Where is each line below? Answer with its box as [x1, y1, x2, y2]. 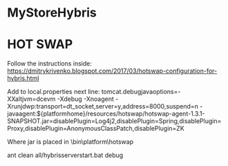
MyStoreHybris [7, 5, 97, 21]
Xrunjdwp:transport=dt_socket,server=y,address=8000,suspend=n [7, 102, 199, 111]
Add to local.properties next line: [7, 88, 100, 96]
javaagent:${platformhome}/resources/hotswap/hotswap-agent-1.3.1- [7, 109, 205, 118]
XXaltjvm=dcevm [7, 95, 56, 103]
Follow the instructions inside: [7, 59, 92, 68]
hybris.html [7, 74, 39, 82]
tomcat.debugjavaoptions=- [101, 88, 181, 96]
